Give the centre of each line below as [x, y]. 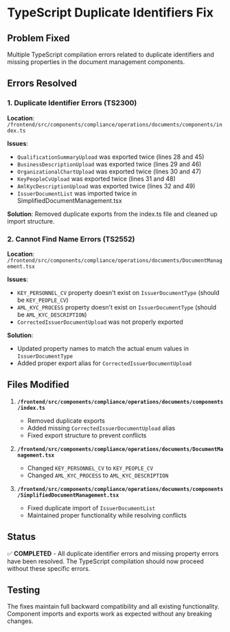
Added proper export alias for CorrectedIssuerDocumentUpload [104, 363]
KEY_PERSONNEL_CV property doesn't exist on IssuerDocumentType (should [118, 292]
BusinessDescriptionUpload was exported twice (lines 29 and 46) [109, 164]
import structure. [31, 221]
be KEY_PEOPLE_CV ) [43, 300]
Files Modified [38, 385]
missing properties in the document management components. [96, 62]
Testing [24, 590]
